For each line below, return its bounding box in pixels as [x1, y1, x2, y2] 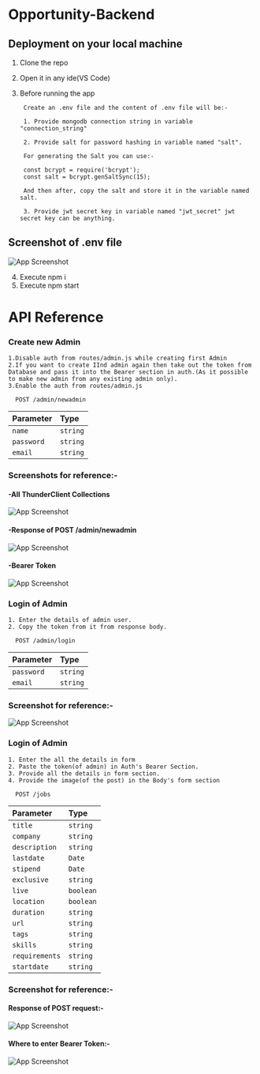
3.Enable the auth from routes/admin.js [8, 382, 143, 390]
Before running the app [19, 89, 95, 98]
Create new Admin [8, 336, 81, 347]
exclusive [12, 875, 49, 884]
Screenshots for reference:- [8, 470, 118, 481]
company [12, 831, 41, 841]
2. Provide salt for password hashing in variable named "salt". [23, 138, 243, 146]
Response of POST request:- [8, 1004, 104, 1013]
